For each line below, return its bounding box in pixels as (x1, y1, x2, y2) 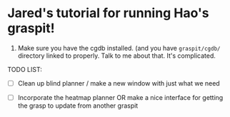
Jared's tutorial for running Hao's (7, 5, 209, 21)
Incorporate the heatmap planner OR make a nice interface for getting (17, 93, 224, 101)
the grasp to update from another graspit (17, 101, 139, 110)
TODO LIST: (7, 65, 43, 73)
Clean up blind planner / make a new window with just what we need (17, 78, 220, 87)
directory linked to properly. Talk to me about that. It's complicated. (17, 51, 216, 60)
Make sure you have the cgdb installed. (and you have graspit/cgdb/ (17, 44, 221, 52)
